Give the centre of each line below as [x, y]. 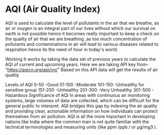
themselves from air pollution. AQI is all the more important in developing [80, 116]
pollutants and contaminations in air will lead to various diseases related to [82, 44]
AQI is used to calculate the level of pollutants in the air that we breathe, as [82, 23]
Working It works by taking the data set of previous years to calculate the [80, 59]
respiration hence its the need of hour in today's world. [62, 49]
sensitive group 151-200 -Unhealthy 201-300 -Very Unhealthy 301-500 [78, 90]
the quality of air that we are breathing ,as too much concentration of [76, 39]
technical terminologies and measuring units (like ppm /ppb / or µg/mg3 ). [81, 127]
